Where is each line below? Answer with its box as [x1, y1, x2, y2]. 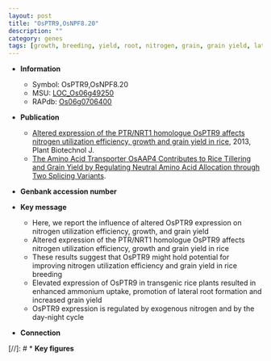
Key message [19, 203, 67, 212]
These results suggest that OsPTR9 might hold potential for [31, 252, 230, 262]
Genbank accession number [19, 187, 117, 196]
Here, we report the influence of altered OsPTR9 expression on [31, 218, 242, 228]
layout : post [8, 11, 52, 20]
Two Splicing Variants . [31, 171, 106, 181]
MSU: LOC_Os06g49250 [31, 88, 115, 98]
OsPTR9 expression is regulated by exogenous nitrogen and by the [31, 304, 255, 313]
